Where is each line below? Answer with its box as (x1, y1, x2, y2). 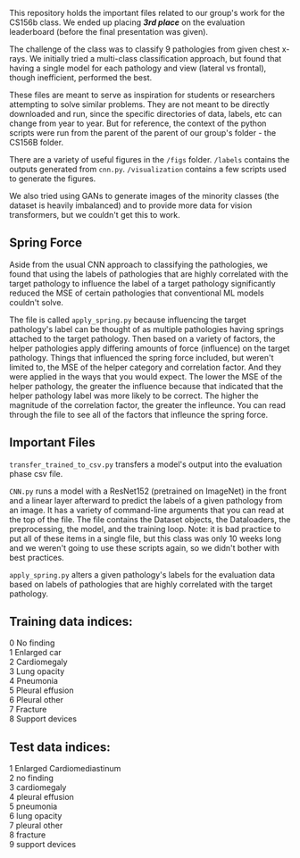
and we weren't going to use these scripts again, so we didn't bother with (9, 542, 279, 553)
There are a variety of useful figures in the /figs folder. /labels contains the (9, 154, 290, 164)
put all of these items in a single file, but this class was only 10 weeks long (9, 533, 282, 544)
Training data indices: (9, 614, 133, 629)
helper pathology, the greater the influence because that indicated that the (9, 380, 284, 391)
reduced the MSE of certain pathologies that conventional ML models (9, 287, 265, 298)
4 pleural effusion (9, 792, 74, 803)
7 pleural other (9, 821, 63, 831)
